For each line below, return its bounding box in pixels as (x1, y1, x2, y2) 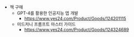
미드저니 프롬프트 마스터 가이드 (17, 21, 76, 27)
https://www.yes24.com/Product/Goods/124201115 (24, 16, 126, 21)
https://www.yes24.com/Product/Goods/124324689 (24, 27, 129, 32)
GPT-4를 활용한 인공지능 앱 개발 (17, 10, 78, 16)
